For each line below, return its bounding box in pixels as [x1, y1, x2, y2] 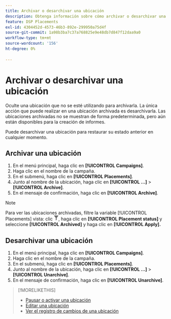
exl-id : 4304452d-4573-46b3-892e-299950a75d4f [5, 25, 106, 30]
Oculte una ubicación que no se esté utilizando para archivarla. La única [5, 102, 158, 108]
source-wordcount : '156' [5, 41, 58, 46]
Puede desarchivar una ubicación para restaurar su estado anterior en [5, 128, 154, 135]
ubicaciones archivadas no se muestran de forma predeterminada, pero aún [5, 113, 166, 119]
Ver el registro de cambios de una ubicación [25, 308, 119, 314]
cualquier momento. [5, 134, 48, 140]
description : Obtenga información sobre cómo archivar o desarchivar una [5, 13, 166, 19]
